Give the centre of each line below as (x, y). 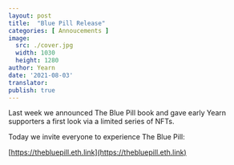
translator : (28, 82)
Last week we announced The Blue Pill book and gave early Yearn (117, 113)
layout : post (30, 16)
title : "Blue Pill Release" (57, 23)
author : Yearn (32, 68)
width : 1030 (36, 53)
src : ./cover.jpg (44, 46)
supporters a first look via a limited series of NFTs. (91, 122)
